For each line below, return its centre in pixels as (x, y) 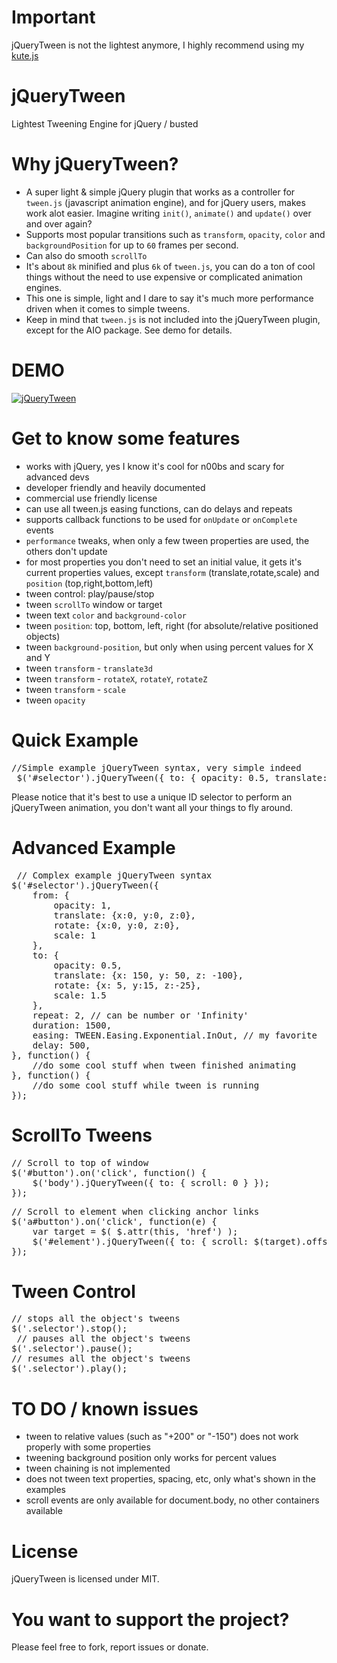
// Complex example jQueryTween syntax (114, 875)
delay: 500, (61, 1045)
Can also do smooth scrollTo (86, 255)
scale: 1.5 (80, 995)
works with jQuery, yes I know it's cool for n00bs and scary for (155, 466)
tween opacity (55, 700)
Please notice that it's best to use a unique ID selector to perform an (152, 797)
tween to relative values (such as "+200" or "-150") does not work (162, 1437)
